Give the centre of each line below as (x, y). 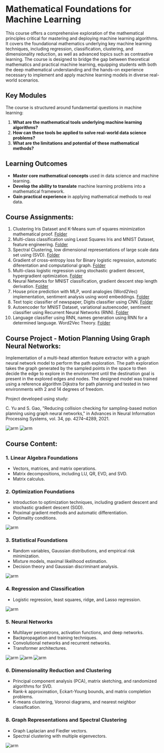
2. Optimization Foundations (40, 492)
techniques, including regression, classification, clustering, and (69, 49)
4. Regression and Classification (45, 589)
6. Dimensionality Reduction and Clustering (59, 670)
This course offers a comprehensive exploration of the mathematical (75, 33)
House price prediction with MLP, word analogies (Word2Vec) (75, 291)
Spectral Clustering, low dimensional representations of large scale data (85, 250)
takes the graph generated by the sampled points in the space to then (76, 368)
